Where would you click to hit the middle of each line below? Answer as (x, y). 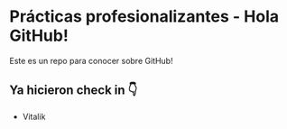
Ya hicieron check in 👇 (74, 91)
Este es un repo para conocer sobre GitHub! (91, 60)
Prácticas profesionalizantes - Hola (144, 17)
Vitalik (34, 116)
